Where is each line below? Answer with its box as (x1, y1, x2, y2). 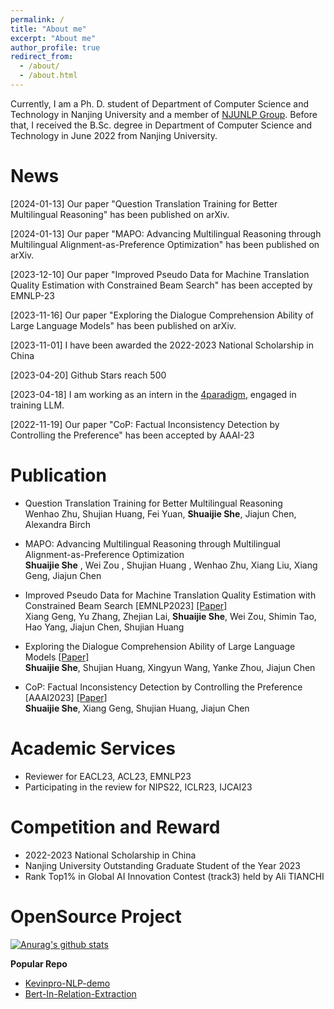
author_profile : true (10, 42, 101, 53)
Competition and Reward (10, 816, 221, 838)
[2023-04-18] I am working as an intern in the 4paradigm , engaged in (10, 388, 297, 400)
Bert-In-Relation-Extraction (24, 987, 137, 1000)
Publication (10, 464, 107, 486)
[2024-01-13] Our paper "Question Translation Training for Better (10, 197, 278, 210)
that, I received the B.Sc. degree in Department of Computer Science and (10, 119, 313, 131)
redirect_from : (10, 52, 74, 62)
